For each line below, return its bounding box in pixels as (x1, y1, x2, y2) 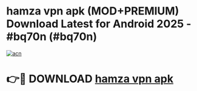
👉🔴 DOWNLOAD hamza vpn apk (6, 72, 174, 86)
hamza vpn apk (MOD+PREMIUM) (6, 4, 179, 18)
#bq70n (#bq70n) (6, 30, 97, 43)
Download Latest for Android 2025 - (6, 17, 192, 31)
